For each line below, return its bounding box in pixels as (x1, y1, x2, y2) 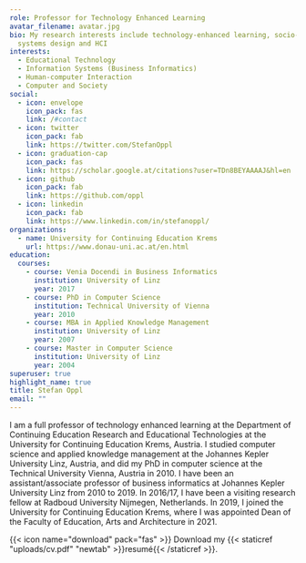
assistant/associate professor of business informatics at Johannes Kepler (9, 477, 285, 488)
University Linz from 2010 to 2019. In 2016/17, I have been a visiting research (9, 487, 296, 497)
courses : (17, 259, 51, 269)
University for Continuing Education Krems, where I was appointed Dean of (9, 507, 291, 517)
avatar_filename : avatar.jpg (9, 22, 120, 31)
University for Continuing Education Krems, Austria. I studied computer (9, 439, 276, 449)
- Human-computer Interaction (17, 73, 132, 82)
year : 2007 (33, 335, 76, 344)
